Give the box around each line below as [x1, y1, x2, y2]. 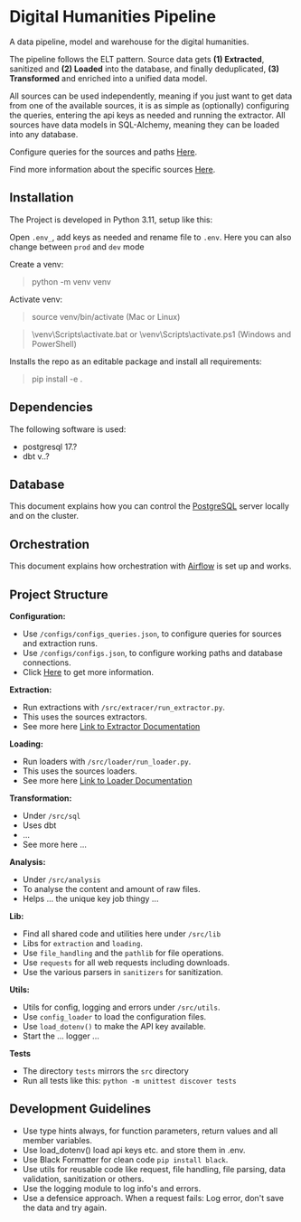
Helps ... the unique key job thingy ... [22, 893, 159, 904]
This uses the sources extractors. [22, 711, 147, 722]
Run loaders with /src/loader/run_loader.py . [22, 757, 192, 766]
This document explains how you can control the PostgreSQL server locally [9, 501, 289, 512]
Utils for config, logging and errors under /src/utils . [22, 1001, 221, 1012]
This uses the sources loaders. [22, 766, 137, 776]
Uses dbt [22, 820, 57, 831]
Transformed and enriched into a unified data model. [9, 72, 208, 83]
